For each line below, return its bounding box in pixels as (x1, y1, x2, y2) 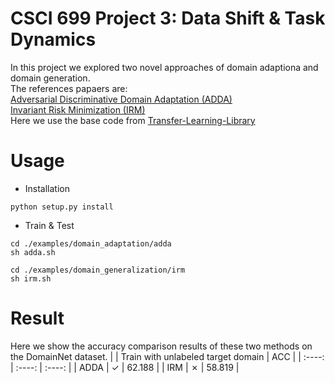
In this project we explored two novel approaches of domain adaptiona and (10, 61, 319, 73)
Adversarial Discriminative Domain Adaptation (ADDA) (10, 93, 233, 105)
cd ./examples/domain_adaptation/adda (10, 238, 172, 249)
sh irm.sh (10, 273, 52, 284)
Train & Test (24, 219, 75, 231)
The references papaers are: (10, 82, 128, 94)
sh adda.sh (10, 247, 56, 257)
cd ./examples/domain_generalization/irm (10, 265, 186, 275)
